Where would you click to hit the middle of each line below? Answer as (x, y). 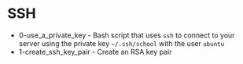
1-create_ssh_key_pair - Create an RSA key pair (95, 52)
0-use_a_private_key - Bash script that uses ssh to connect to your (127, 35)
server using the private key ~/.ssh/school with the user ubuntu (121, 43)
